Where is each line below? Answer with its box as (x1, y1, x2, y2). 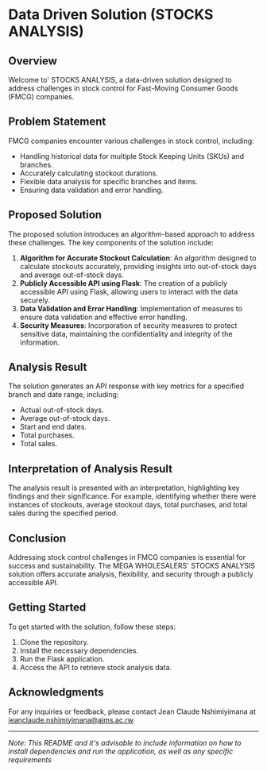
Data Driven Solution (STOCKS (8, 6, 214, 24)
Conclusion (8, 531, 67, 545)
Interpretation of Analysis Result (8, 462, 173, 476)
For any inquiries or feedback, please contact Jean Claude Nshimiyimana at (8, 707, 256, 716)
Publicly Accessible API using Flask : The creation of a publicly (19, 278, 228, 287)
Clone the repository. (19, 637, 89, 646)
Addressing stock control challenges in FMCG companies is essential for (8, 553, 246, 562)
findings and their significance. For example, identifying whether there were (8, 492, 257, 501)
